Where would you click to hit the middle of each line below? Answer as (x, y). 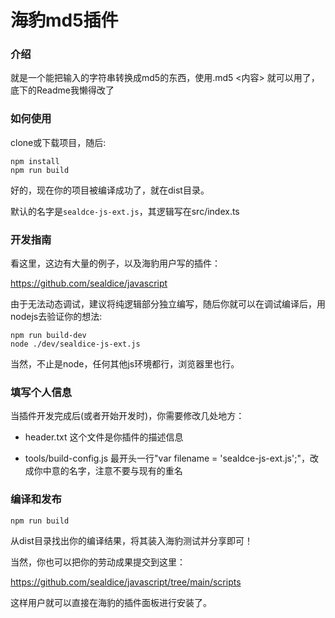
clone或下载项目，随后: (58, 142)
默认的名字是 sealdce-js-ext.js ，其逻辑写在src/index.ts (125, 211)
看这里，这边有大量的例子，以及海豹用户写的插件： (115, 263)
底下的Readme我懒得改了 (62, 90)
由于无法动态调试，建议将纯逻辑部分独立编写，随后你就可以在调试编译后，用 (168, 304)
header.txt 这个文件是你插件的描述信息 (104, 437)
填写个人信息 (41, 392)
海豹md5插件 (64, 20)
